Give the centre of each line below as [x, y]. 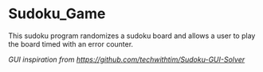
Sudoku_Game [57, 14]
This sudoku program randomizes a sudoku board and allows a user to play [132, 36]
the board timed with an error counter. [71, 44]
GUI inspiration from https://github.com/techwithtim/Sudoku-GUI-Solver [127, 59]
